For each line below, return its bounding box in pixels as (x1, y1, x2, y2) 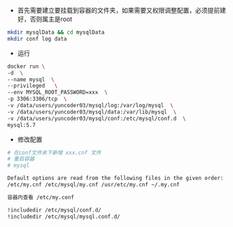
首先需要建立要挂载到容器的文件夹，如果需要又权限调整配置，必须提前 (17, 6, 220, 14)
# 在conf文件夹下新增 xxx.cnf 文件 (7, 149, 101, 156)
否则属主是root (29, 15, 73, 23)
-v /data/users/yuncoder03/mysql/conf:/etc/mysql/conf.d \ (7, 115, 187, 122)
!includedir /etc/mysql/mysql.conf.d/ (7, 213, 120, 220)
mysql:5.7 (7, 121, 36, 128)
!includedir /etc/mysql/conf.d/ (7, 206, 101, 214)
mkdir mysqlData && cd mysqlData (7, 29, 105, 36)
